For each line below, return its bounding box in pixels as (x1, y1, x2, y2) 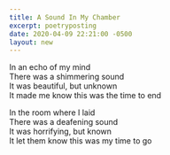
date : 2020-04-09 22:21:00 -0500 (9, 29, 133, 38)
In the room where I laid (9, 107, 96, 118)
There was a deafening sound (9, 117, 119, 128)
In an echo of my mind (9, 62, 91, 73)
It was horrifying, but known (9, 126, 112, 137)
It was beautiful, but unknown (9, 81, 118, 91)
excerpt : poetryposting (9, 21, 97, 30)
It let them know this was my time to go (9, 136, 152, 146)
